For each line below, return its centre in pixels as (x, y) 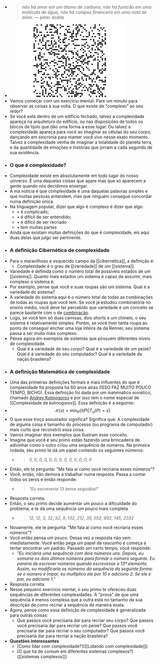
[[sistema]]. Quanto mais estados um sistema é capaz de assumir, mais (81, 276)
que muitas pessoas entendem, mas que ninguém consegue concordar (81, 196)
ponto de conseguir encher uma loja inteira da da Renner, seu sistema (79, 328)
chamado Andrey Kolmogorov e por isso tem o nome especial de (74, 398)
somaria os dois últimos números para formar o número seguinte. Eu (86, 558)
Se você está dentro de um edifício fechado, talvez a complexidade (77, 116)
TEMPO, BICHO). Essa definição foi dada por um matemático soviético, (80, 392)
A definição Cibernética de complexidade (60, 250)
